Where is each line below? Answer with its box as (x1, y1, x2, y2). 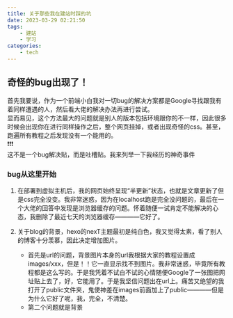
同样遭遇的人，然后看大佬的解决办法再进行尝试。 (13, 105, 154, 113)
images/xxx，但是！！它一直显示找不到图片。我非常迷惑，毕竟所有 (27, 259, 220, 268)
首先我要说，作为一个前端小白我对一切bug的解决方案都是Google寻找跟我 (7, 96, 216, 104)
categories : (7, 42, 42, 49)
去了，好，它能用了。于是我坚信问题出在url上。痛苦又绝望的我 (46, 276, 225, 285)
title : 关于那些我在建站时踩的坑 (7, 10, 92, 17)
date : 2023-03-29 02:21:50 (7, 17, 86, 24)
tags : (7, 23, 23, 30)
